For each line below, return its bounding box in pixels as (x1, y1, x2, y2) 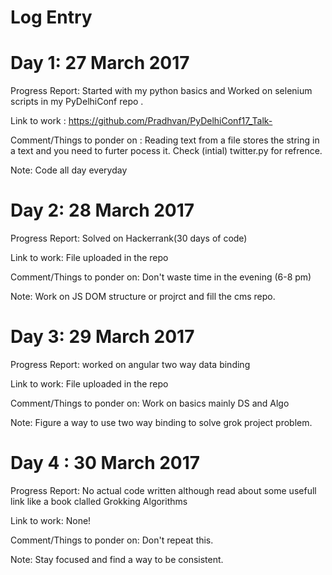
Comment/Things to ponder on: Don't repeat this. (10, 534, 214, 546)
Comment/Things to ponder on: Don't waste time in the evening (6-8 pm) (10, 271, 312, 283)
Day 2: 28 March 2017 (10, 199, 195, 222)
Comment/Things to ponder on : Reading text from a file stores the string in (10, 134, 320, 146)
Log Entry (10, 6, 93, 29)
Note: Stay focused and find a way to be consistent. (10, 553, 224, 565)
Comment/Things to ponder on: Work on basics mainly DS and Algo (10, 397, 290, 409)
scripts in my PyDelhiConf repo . (10, 96, 144, 108)
